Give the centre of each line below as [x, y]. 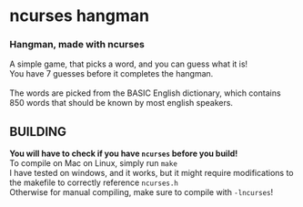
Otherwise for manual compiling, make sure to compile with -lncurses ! [141, 192]
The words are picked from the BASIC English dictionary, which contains [145, 93]
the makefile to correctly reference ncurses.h [94, 182]
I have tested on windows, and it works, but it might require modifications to [151, 173]
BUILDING [38, 132]
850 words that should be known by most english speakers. [121, 103]
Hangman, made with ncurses [77, 45]
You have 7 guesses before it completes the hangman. [111, 74]
